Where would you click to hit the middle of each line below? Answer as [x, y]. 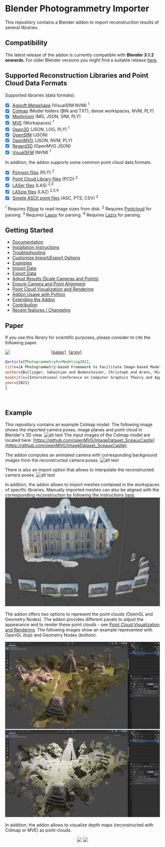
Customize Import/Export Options [46, 258]
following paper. [21, 343]
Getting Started [29, 230]
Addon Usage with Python [39, 294]
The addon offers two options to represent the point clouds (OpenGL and [79, 614]
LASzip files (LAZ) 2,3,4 [35, 191]
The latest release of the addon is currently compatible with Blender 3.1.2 [80, 55]
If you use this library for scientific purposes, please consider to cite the [78, 337]
